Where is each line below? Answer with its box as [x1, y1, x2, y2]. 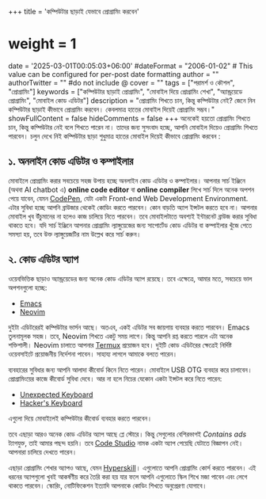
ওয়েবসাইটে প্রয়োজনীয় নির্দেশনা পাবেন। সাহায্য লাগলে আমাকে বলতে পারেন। [8, 349, 178, 359]
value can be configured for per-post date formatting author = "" [8, 69, 219, 78]
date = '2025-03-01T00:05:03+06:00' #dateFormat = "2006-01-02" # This [8, 61, 253, 70]
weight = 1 [8, 35, 77, 53]
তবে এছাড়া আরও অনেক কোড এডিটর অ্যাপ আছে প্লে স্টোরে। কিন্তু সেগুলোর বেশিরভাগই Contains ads [8, 429, 247, 439]
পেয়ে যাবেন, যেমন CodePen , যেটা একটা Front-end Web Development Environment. [8, 193, 249, 203]
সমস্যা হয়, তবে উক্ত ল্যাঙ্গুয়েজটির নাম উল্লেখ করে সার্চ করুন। [8, 229, 142, 238]
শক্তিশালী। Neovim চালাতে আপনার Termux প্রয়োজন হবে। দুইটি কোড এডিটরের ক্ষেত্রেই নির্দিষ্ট [8, 340, 232, 349]
